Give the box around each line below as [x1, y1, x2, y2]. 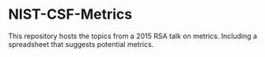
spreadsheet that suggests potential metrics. [8, 39, 154, 48]
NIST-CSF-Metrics [8, 5, 133, 23]
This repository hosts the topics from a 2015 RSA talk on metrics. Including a [8, 31, 258, 41]
